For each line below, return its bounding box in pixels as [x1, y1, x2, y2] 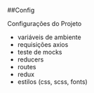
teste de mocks [17, 48, 62, 56]
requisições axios [17, 41, 69, 48]
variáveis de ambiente [17, 33, 82, 41]
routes [17, 63, 36, 71]
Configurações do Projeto [7, 20, 82, 27]
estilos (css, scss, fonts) [17, 78, 88, 86]
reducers [17, 55, 44, 64]
